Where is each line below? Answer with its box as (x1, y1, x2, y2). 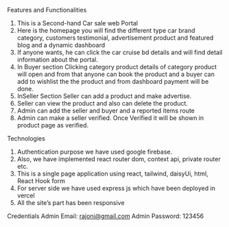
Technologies (7, 134, 46, 143)
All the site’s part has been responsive (16, 199, 125, 206)
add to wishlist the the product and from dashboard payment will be (16, 77, 209, 85)
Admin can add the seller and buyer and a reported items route (16, 106, 195, 115)
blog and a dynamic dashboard (16, 41, 106, 49)
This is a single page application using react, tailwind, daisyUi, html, (16, 169, 209, 178)
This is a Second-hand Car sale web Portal (16, 19, 138, 27)
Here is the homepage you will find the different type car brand (16, 27, 195, 34)
